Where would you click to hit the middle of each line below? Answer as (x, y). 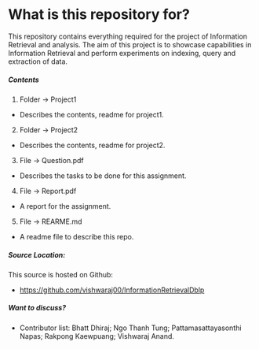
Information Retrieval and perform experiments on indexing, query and (122, 53)
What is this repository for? (99, 15)
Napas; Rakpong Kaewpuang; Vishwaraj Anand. (97, 336)
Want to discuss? (37, 308)
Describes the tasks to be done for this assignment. (103, 176)
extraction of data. (38, 61)
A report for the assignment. (65, 206)
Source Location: (37, 254)
